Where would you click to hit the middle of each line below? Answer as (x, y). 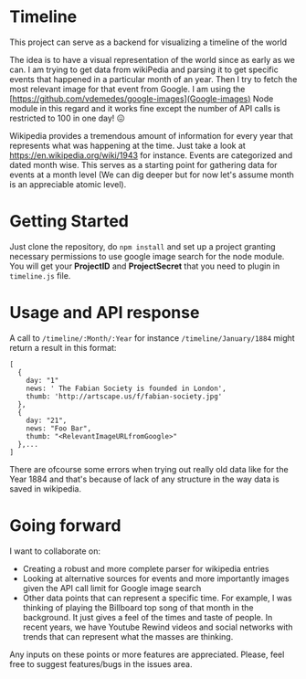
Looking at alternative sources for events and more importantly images (156, 578)
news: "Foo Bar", (59, 428)
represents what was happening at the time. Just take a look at (128, 145)
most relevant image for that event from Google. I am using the (127, 89)
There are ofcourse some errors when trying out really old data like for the (149, 469)
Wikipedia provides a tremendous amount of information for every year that (152, 135)
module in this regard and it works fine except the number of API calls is (145, 108)
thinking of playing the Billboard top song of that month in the (138, 607)
